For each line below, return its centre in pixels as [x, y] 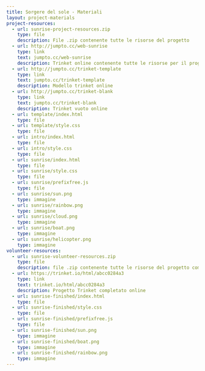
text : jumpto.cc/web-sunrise [54, 57]
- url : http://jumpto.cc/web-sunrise [60, 46]
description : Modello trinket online [65, 86]
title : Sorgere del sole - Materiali [54, 12]
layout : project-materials [41, 18]
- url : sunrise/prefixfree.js [50, 183]
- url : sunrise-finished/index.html [58, 296]
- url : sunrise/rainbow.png [48, 205]
